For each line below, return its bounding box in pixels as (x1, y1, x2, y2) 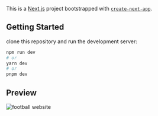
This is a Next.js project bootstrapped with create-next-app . (6, 5, 153, 12)
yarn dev (6, 60, 28, 66)
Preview (6, 88, 37, 98)
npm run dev (6, 49, 36, 55)
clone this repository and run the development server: (6, 38, 138, 45)
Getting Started (6, 22, 65, 32)
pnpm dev (6, 71, 28, 78)
